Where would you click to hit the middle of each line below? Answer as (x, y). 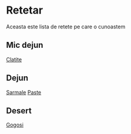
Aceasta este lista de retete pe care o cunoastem (66, 27)
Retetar (24, 10)
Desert (19, 111)
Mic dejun (25, 45)
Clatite (14, 59)
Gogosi (15, 125)
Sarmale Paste (24, 92)
